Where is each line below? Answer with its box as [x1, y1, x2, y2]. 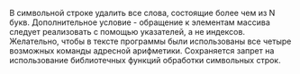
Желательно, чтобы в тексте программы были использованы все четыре [9, 36, 292, 46]
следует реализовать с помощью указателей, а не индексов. [9, 27, 246, 37]
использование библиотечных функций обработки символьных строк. [9, 55, 281, 65]
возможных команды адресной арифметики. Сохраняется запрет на [9, 45, 275, 56]
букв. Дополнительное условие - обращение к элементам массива [9, 17, 270, 28]
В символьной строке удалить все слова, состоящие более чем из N [9, 8, 276, 18]
